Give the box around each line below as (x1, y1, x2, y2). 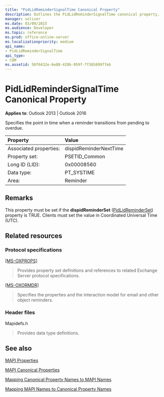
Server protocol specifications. (17, 272, 80, 279)
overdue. (5, 125, 23, 131)
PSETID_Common (65, 153, 105, 160)
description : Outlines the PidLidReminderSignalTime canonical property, (5, 12, 160, 17)
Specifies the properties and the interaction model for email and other (17, 291, 159, 297)
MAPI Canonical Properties (5, 367, 60, 373)
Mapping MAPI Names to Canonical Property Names (5, 386, 112, 392)
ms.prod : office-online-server (5, 35, 69, 40)
